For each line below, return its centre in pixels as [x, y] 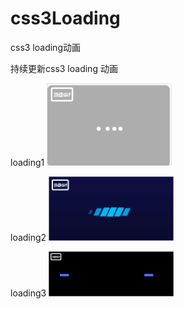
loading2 [28, 238]
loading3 [28, 293]
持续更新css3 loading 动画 [64, 68]
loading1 [27, 163]
